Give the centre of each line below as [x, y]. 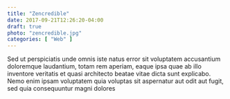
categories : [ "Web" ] [40, 39]
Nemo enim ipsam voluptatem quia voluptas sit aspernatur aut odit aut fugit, [115, 81]
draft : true [24, 26]
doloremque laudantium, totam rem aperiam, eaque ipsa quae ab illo [105, 66]
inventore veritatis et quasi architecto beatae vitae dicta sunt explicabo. [109, 74]
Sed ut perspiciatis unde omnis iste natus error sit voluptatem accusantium [114, 59]
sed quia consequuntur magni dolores [61, 89]
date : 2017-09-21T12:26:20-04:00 [55, 20]
